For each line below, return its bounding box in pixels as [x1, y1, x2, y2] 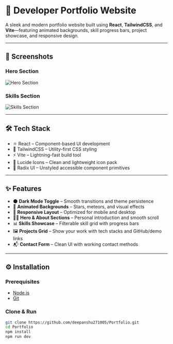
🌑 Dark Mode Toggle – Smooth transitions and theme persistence [12, 198, 154, 204]
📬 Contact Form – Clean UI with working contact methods [12, 241, 139, 247]
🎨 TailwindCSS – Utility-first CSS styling [12, 146, 97, 152]
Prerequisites [5, 278, 40, 285]
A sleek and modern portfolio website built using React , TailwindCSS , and [5, 22, 163, 28]
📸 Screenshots [5, 52, 54, 61]
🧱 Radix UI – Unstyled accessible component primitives [12, 165, 130, 171]
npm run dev [5, 334, 31, 339]
